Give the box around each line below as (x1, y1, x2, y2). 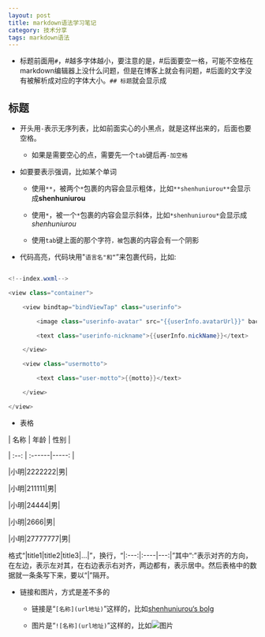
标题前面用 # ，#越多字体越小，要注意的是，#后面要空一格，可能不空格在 (19, 56, 254, 65)
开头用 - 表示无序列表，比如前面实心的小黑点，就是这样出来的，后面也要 (19, 124, 252, 133)
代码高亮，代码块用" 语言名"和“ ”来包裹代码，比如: (19, 252, 177, 262)
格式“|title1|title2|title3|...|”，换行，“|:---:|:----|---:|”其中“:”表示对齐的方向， (8, 550, 252, 560)
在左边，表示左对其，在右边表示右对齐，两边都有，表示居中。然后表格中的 (8, 561, 250, 570)
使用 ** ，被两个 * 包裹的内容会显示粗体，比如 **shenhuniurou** (31, 184, 230, 193)
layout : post (8, 11, 51, 20)
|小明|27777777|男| (8, 534, 71, 543)
